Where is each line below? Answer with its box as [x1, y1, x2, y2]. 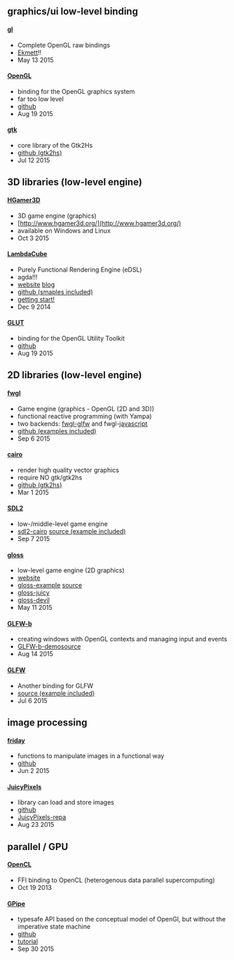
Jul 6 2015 [17, 696, 48, 704]
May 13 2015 [17, 55, 54, 64]
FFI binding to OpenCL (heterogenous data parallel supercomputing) [17, 876, 215, 884]
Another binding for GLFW [17, 681, 94, 690]
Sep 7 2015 [17, 535, 50, 543]
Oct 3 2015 [17, 234, 49, 242]
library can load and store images [17, 798, 114, 807]
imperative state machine [17, 922, 91, 931]
